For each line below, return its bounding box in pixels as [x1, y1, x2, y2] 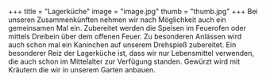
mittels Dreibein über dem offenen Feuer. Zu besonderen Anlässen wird [8, 31, 242, 41]
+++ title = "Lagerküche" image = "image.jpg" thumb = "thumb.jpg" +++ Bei [8, 7, 258, 16]
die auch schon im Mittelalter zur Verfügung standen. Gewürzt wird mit [8, 57, 241, 66]
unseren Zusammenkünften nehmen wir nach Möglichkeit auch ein [8, 15, 226, 24]
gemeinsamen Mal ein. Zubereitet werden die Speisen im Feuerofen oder [8, 24, 247, 32]
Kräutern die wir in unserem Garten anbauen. [8, 65, 156, 74]
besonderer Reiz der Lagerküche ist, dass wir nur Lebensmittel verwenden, [8, 49, 255, 57]
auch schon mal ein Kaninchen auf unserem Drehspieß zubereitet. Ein [8, 40, 237, 50]
